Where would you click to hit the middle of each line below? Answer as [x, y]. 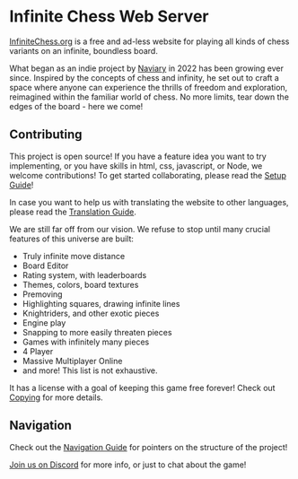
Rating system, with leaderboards [84, 274]
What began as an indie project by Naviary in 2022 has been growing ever [147, 68]
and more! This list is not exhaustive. [90, 370]
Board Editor [45, 266]
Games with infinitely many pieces [86, 342]
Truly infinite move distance [74, 256]
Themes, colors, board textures [80, 284]
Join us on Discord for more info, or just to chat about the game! [128, 465]
